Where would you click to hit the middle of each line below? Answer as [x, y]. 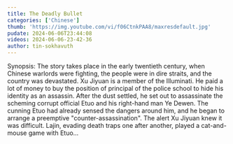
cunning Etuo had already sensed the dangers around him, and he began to [116, 110]
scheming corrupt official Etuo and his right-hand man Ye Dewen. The [108, 103]
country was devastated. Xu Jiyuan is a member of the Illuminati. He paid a [115, 81]
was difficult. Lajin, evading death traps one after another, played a [104, 125]
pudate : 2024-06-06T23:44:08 [50, 33]
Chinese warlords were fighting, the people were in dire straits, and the [110, 73]
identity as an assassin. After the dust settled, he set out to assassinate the [115, 96]
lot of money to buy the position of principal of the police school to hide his [115, 88]
